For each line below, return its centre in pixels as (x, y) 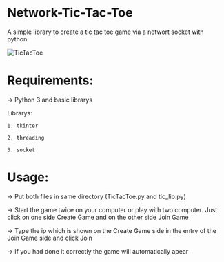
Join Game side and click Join (50, 238)
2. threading (26, 138)
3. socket (21, 150)
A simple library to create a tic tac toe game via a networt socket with (106, 32)
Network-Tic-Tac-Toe (70, 13)
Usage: (28, 177)
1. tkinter (23, 126)
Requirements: (50, 81)
